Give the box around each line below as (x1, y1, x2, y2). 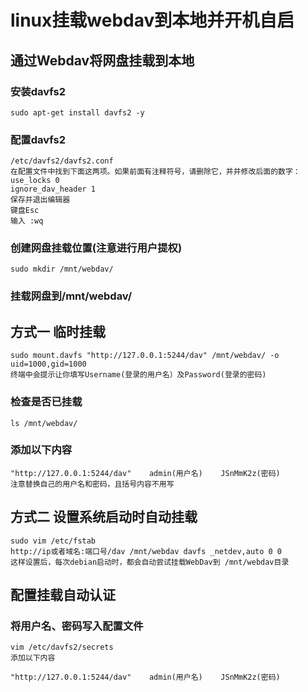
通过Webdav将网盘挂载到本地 (10, 52, 195, 69)
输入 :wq (10, 216, 44, 226)
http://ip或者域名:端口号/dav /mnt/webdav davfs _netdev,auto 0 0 (10, 546, 283, 556)
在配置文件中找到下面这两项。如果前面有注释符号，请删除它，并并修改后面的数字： (10, 167, 301, 177)
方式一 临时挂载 (10, 323, 106, 340)
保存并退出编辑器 (10, 195, 71, 205)
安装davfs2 (10, 84, 66, 98)
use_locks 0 (10, 176, 60, 186)
